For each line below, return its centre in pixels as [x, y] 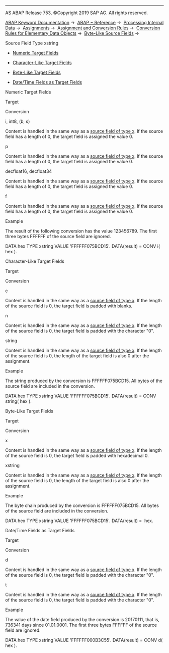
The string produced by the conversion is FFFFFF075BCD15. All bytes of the [84, 381]
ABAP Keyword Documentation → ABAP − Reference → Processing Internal [84, 22]
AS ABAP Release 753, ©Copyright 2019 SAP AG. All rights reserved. [77, 13]
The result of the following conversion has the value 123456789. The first [81, 231]
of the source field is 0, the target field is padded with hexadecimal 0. [77, 456]
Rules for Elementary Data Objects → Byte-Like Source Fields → [72, 33]
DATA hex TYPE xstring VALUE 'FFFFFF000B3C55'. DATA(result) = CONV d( [84, 640]
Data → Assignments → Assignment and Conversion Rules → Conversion [83, 28]
